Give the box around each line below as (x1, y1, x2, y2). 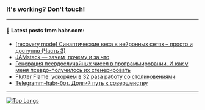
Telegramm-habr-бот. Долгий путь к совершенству (15, 79, 148, 87)
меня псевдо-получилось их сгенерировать (15, 66, 131, 73)
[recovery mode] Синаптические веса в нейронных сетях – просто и (15, 40, 193, 48)
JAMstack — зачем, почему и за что (15, 53, 110, 61)
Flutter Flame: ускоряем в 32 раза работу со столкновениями (15, 73, 176, 80)
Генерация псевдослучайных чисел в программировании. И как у (15, 60, 189, 67)
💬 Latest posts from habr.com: (6, 26, 85, 34)
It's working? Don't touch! (6, 5, 85, 13)
